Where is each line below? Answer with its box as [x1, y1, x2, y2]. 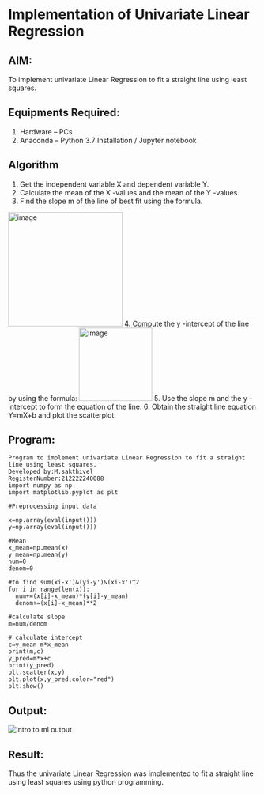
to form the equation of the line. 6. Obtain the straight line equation [39, 402, 257, 411]
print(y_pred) [8, 662, 55, 670]
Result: [8, 747, 44, 761]
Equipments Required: [8, 106, 120, 119]
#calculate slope [8, 613, 66, 622]
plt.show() [8, 682, 44, 690]
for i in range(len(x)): [8, 585, 90, 594]
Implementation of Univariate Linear [8, 6, 251, 24]
